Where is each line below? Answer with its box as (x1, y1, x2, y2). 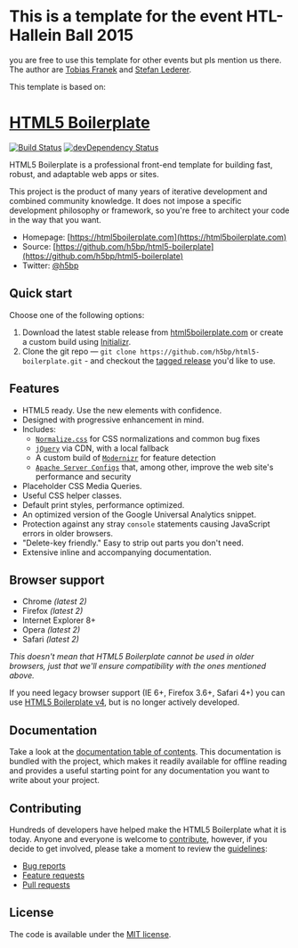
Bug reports (21, 860, 67, 870)
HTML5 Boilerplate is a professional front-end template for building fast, (9, 159, 273, 170)
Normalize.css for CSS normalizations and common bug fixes (35, 433, 261, 444)
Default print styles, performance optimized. (21, 499, 185, 510)
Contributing (9, 800, 82, 816)
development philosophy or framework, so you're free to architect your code (9, 205, 290, 216)
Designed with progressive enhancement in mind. (21, 414, 205, 425)
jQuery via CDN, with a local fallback (35, 443, 169, 454)
